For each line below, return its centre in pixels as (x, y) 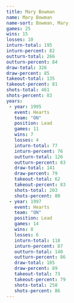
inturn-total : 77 (36, 145)
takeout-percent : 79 (40, 280)
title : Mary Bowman (31, 12)
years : (14, 101)
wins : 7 (24, 135)
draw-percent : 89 (36, 268)
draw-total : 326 (26, 67)
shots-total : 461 (28, 90)
